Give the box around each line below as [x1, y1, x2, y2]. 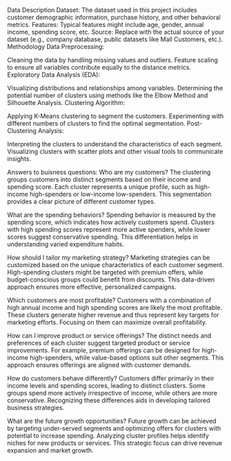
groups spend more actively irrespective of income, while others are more [7, 389, 218, 397]
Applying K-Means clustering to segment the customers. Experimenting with [7, 112, 224, 120]
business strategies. [7, 404, 65, 411]
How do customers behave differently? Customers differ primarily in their [7, 374, 215, 382]
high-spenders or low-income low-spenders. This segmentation [30, 190, 212, 198]
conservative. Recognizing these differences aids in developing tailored [7, 396, 210, 404]
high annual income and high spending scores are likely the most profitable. [7, 304, 223, 311]
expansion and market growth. [7, 447, 94, 454]
